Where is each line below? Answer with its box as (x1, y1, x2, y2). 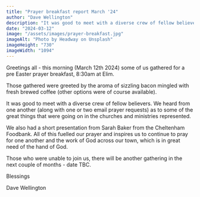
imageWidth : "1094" (6, 48, 55, 54)
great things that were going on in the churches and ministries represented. (6, 112, 192, 119)
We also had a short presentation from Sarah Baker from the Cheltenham (6, 124, 185, 131)
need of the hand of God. (6, 143, 68, 150)
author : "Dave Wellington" (6, 14, 73, 20)
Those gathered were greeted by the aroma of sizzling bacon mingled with (6, 82, 189, 89)
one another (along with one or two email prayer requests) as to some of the (6, 106, 193, 113)
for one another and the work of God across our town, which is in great (6, 137, 180, 144)
